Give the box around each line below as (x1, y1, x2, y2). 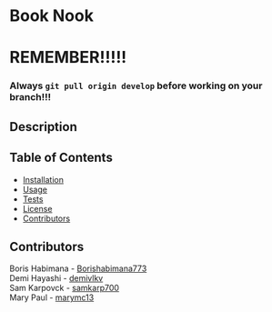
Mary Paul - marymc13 (9, 292, 95, 303)
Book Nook (9, 5, 94, 26)
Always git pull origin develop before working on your (9, 79, 263, 92)
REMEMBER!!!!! (9, 47, 127, 68)
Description (9, 119, 77, 135)
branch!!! (9, 91, 52, 104)
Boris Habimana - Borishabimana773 (9, 263, 147, 274)
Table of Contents (9, 150, 114, 166)
